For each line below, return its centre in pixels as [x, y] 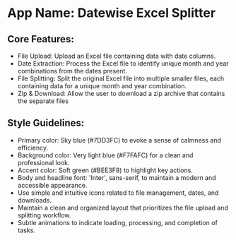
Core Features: [41, 39]
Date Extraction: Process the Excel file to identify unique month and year [123, 64]
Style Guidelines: [46, 123]
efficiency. [33, 148]
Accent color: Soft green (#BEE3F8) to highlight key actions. [105, 170]
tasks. [26, 230]
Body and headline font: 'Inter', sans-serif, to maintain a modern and [117, 177]
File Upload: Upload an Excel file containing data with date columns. [117, 56]
